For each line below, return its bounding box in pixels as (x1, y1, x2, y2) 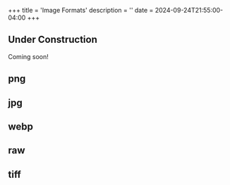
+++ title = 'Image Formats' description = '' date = (8, 6, 154, 14)
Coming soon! (8, 52, 49, 60)
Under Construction (8, 34, 97, 46)
